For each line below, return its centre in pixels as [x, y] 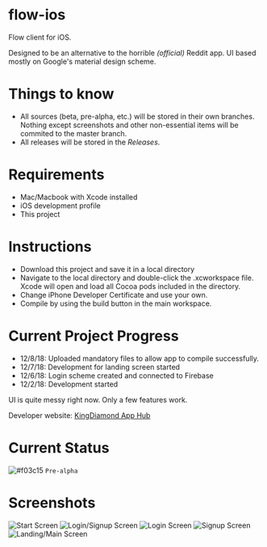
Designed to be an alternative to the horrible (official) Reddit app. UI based [132, 52]
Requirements [56, 175]
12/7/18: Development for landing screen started [100, 367]
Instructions [50, 247]
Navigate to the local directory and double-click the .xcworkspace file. [137, 278]
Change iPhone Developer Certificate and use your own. [114, 294]
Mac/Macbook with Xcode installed [79, 197]
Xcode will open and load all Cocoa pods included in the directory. [130, 286]
